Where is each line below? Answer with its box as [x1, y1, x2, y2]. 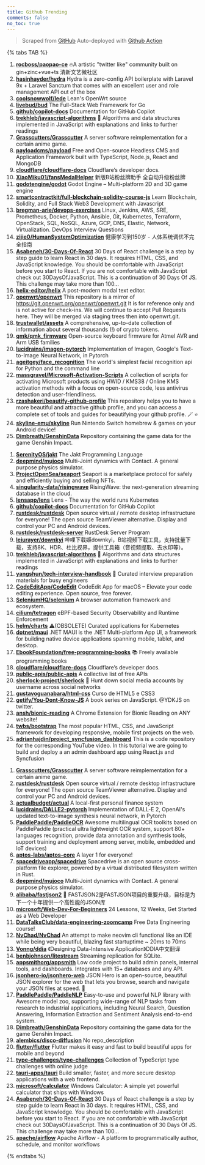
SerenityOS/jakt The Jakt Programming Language [15, 451, 143, 458]
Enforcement [15, 616, 49, 623]
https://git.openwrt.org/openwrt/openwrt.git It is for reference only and [15, 300, 195, 307]
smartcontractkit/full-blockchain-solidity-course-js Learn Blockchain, [15, 193, 197, 201]
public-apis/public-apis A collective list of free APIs [15, 671, 148, 678]
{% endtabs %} [7, 1153, 46, 1160]
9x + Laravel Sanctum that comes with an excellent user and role [15, 82, 179, 89]
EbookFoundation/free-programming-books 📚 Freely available [15, 649, 179, 656]
